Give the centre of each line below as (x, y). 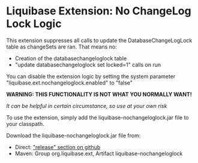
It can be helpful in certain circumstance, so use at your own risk (87, 105)
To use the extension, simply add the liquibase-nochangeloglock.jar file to (97, 117)
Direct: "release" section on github (58, 147)
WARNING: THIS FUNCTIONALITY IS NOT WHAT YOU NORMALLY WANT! (99, 94)
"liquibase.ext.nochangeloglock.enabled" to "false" (70, 83)
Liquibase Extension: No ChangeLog (99, 11)
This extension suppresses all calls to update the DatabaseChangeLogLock (99, 40)
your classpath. (25, 123)
